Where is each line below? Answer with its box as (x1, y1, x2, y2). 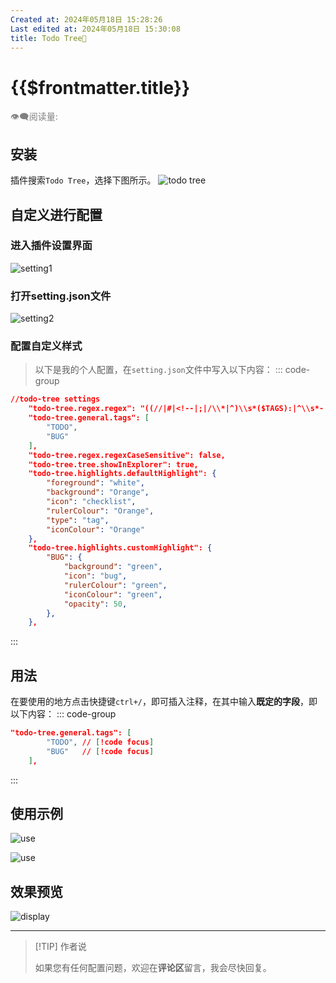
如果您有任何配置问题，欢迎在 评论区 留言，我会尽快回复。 (34, 962, 272, 974)
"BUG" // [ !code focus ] (46, 746, 155, 756)
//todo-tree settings (10, 394, 101, 405)
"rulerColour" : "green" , (63, 580, 168, 590)
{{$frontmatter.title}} (10, 76, 191, 99)
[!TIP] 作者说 (34, 941, 87, 953)
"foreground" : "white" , (46, 478, 145, 488)
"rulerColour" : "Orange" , (46, 506, 155, 516)
